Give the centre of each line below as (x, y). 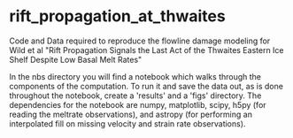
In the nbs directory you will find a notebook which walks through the (135, 76)
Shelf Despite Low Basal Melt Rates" (76, 59)
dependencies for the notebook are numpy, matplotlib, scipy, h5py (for (138, 104)
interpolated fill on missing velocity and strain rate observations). (127, 123)
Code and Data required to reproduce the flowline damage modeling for (140, 41)
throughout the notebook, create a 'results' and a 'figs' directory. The (135, 96)
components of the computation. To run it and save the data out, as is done (146, 86)
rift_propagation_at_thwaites (117, 16)
